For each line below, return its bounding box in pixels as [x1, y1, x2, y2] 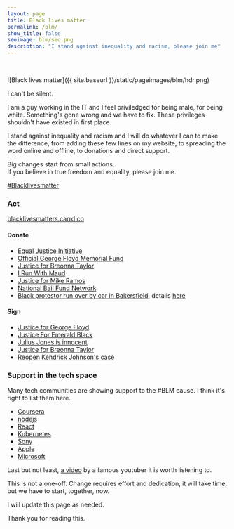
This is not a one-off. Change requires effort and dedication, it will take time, [7, 479, 228, 488]
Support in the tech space [7, 370, 97, 380]
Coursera [17, 407, 45, 415]
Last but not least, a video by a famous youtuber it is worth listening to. [7, 466, 212, 474]
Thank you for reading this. [7, 514, 85, 522]
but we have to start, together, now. [7, 487, 110, 495]
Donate [7, 230, 29, 239]
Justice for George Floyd [17, 322, 90, 331]
